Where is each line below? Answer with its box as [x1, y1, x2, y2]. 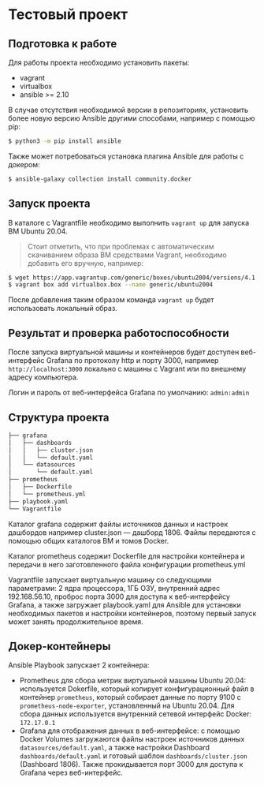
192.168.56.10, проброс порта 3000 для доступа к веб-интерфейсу [8, 592, 231, 601]
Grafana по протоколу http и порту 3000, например [46, 356, 219, 365]
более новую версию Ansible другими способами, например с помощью [8, 114, 255, 123]
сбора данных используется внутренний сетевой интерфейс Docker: [19, 709, 252, 719]
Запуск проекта [8, 197, 91, 211]
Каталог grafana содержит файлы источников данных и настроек [8, 519, 229, 529]
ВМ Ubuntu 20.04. [8, 226, 69, 236]
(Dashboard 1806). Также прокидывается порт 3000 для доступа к [19, 760, 244, 769]
